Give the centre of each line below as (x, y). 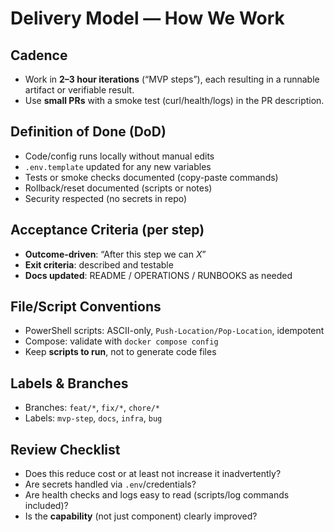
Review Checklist (65, 449)
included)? (46, 506)
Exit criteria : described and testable (99, 264)
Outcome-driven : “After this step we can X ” (115, 254)
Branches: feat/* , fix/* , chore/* (92, 408)
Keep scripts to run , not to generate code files (120, 352)
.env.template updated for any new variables (118, 166)
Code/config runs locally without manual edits (119, 156)
